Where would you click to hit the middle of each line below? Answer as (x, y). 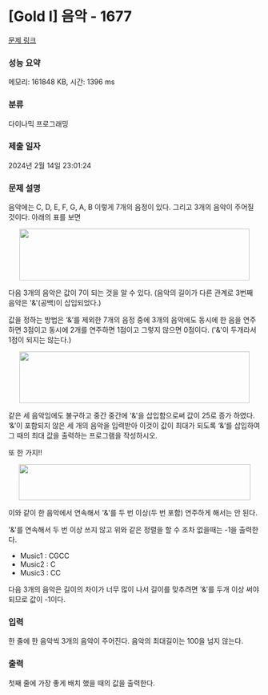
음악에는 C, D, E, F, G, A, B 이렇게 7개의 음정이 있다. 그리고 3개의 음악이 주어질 (131, 207)
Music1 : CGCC (44, 556)
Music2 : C (38, 564)
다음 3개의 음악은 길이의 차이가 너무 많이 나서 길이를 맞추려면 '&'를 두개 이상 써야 (134, 589)
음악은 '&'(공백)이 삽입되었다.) (55, 303)
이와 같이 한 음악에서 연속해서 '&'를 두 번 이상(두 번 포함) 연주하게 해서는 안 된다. (133, 513)
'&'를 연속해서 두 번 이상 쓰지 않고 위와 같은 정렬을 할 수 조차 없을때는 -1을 (123, 530)
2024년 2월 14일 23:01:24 (50, 165)
